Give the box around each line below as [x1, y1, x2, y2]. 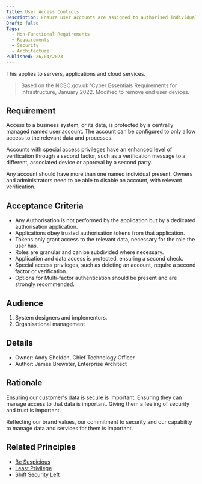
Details [6, 338, 33, 348]
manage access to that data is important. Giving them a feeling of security [6, 400, 190, 407]
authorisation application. [14, 223, 78, 231]
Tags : [6, 25, 20, 32]
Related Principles [6, 442, 76, 452]
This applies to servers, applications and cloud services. [6, 70, 146, 77]
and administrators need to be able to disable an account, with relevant [6, 177, 182, 184]
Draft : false [6, 20, 39, 26]
